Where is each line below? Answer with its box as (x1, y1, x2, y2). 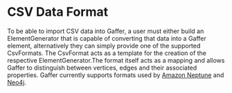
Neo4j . (7, 78, 26, 86)
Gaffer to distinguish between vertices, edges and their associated (7, 63, 197, 72)
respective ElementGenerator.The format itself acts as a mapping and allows (7, 56, 225, 64)
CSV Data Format (7, 4, 109, 20)
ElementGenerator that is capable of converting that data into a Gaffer (7, 34, 206, 42)
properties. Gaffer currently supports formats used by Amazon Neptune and (7, 70, 224, 79)
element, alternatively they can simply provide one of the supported (7, 41, 201, 50)
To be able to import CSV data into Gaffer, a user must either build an (7, 27, 204, 35)
